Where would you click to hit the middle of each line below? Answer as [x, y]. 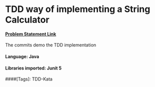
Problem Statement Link [31, 34]
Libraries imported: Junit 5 [33, 68]
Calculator [27, 20]
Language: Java [22, 56]
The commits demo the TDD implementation [51, 45]
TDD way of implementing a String [78, 9]
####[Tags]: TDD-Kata [29, 79]
